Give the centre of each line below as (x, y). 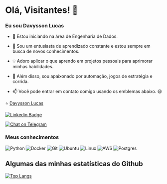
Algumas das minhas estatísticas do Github (74, 164)
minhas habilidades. (33, 67)
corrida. (20, 82)
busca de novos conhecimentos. (46, 51)
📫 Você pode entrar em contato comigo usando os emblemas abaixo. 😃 (87, 92)
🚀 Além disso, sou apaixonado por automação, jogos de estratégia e (83, 76)
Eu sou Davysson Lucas (35, 26)
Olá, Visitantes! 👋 (42, 10)
